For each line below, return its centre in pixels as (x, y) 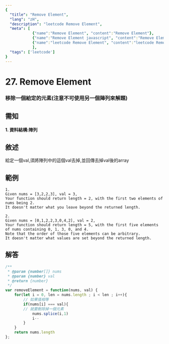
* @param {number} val (31, 276)
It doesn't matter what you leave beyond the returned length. (73, 208)
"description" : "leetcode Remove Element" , (56, 24)
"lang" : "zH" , (24, 19)
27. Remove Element (48, 82)
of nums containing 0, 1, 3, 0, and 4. (47, 230)
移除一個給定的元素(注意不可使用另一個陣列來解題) (66, 98)
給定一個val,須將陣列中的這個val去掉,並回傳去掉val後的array (67, 160)
